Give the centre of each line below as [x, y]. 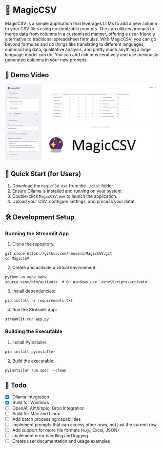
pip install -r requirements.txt [39, 301]
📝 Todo [16, 385]
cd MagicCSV [17, 259]
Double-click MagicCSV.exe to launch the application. [65, 196]
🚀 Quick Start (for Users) [43, 174]
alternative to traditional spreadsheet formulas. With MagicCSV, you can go [81, 39]
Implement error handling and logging [50, 435]
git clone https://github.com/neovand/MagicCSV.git [59, 254]
